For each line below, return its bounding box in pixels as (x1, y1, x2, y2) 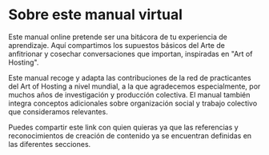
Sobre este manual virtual (8, 6, 183, 24)
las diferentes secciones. (8, 139, 91, 149)
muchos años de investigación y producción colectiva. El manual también (8, 89, 251, 99)
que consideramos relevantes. (8, 106, 108, 117)
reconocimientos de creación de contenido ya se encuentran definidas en (8, 130, 252, 141)
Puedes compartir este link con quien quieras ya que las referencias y (8, 122, 239, 132)
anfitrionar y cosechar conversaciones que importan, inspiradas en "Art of (8, 49, 253, 58)
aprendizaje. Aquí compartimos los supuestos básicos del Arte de (8, 40, 226, 50)
